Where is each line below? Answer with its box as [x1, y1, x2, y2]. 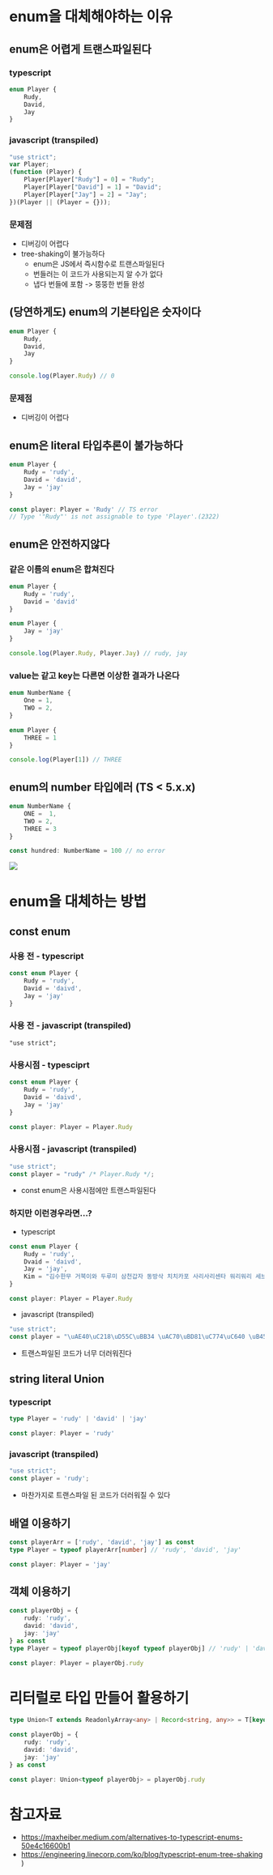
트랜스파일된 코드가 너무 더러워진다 [20, 1348, 132, 1357]
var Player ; [9, 160, 49, 168]
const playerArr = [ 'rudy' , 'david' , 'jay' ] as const [9, 1538, 195, 1546]
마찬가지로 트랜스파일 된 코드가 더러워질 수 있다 [20, 1490, 171, 1500]
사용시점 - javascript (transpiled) [9, 1144, 137, 1155]
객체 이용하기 [9, 1584, 71, 1598]
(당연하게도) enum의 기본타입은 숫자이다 [9, 305, 202, 319]
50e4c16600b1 [20, 1841, 71, 1851]
